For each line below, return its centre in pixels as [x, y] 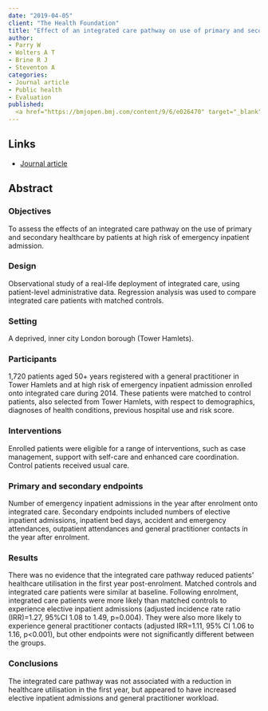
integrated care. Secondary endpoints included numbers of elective [119, 512]
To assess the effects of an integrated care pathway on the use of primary [130, 229]
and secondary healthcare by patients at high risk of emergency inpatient [129, 237]
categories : [28, 75]
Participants [33, 359]
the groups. [27, 643]
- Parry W [25, 45]
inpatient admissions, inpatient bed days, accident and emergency [117, 520]
